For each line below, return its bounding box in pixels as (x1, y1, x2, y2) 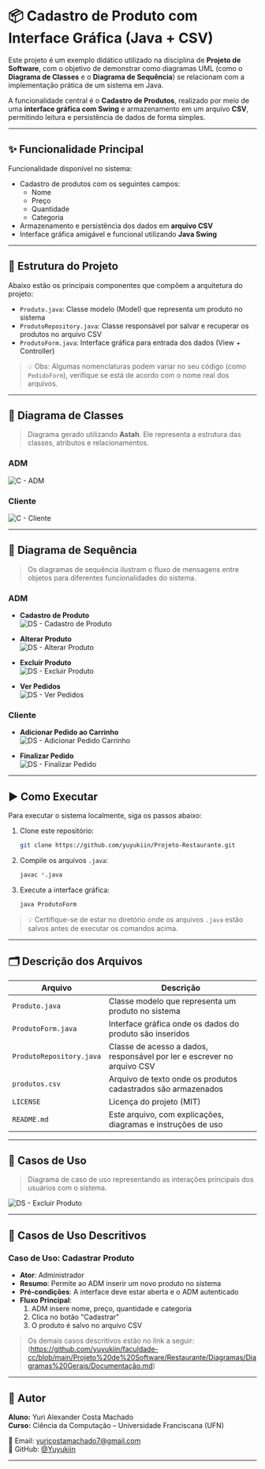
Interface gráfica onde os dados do (109, 1018, 240, 1029)
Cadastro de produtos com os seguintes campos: (19, 179, 181, 189)
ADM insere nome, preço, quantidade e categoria (31, 1304, 192, 1314)
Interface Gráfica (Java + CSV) (8, 29, 214, 47)
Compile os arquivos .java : (19, 856, 109, 865)
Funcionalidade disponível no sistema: (8, 163, 132, 173)
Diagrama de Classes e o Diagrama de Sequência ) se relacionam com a (8, 72, 244, 81)
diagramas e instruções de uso (109, 1119, 223, 1130)
